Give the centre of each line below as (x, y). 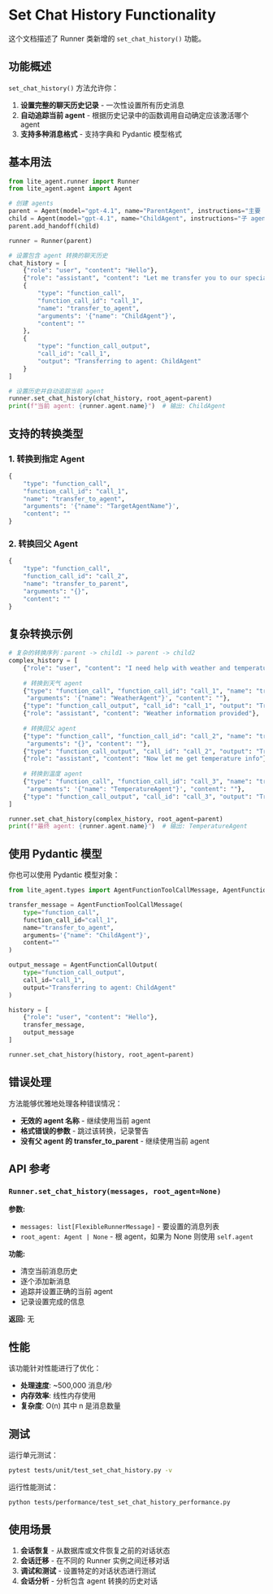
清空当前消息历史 (49, 1271)
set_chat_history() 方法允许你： (64, 88)
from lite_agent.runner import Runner (74, 181)
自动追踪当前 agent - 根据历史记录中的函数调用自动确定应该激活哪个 (134, 115)
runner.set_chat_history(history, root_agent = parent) (102, 1054)
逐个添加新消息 (45, 1281)
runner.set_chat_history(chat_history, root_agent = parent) (110, 399)
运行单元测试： (33, 1455)
